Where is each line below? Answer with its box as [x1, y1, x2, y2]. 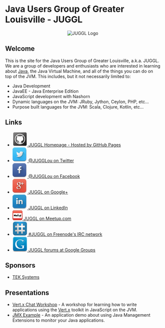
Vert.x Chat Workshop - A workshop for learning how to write [12, 302, 137, 308]
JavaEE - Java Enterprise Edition [12, 88, 79, 94]
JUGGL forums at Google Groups [28, 247, 96, 253]
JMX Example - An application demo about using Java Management [12, 312, 151, 318]
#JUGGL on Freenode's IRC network [28, 231, 102, 237]
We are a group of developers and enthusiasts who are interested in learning [5, 63, 161, 69]
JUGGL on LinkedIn [28, 205, 68, 211]
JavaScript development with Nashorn [12, 93, 90, 99]
